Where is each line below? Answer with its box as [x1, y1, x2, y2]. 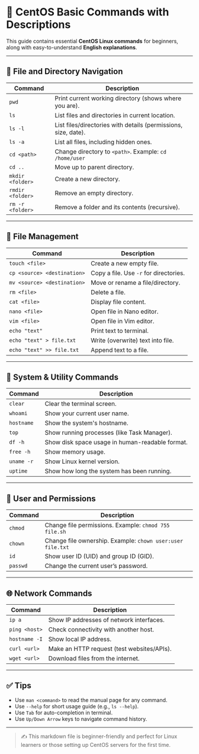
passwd [9, 563, 28, 569]
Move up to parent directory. [54, 163, 134, 171]
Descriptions [6, 18, 71, 31]
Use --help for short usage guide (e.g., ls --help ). [14, 702, 139, 710]
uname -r [9, 458, 34, 465]
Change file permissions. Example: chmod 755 [44, 521, 170, 530]
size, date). [54, 128, 86, 136]
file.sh [44, 528, 66, 535]
